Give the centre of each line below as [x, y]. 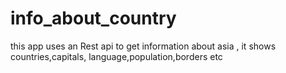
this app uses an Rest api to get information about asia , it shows [143, 46]
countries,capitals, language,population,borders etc [116, 56]
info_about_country [93, 18]
